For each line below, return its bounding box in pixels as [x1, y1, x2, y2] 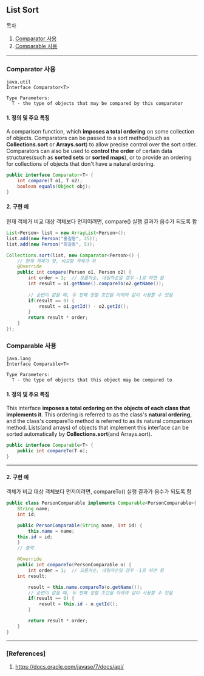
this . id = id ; [17, 533, 53, 540]
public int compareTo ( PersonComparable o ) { [17, 562, 132, 568]
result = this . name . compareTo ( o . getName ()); [28, 584, 143, 590]
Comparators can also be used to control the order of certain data [6, 148, 173, 155]
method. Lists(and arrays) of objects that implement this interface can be [6, 424, 189, 432]
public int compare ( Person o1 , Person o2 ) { [17, 269, 132, 276]
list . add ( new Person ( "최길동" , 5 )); [6, 241, 95, 247]
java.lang [6, 356, 32, 362]
